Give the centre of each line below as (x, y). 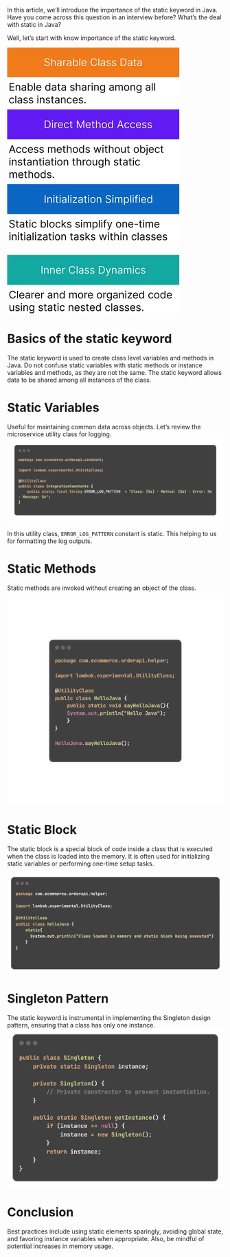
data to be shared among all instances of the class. (79, 380)
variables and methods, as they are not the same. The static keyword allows (114, 372)
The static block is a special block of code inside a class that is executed (110, 849)
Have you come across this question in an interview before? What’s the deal (114, 17)
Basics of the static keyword (90, 339)
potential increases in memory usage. (60, 1246)
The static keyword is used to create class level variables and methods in (111, 358)
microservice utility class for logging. (59, 434)
